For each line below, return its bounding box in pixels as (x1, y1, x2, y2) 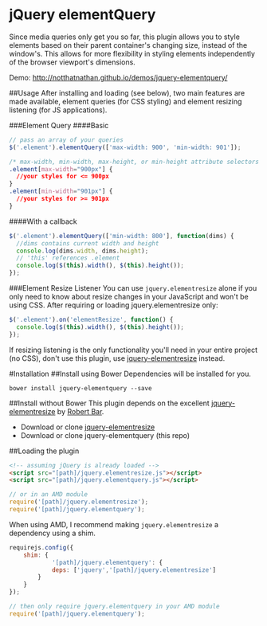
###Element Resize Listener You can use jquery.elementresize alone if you (9, 284, 257, 293)
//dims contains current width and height (16, 239, 159, 248)
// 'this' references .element (16, 254, 120, 262)
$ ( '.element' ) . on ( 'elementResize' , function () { (9, 316, 174, 324)
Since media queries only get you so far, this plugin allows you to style (9, 32, 240, 41)
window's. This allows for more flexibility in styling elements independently (9, 49, 256, 58)
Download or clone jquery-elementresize (20, 422, 155, 432)
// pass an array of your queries (9, 135, 124, 144)
